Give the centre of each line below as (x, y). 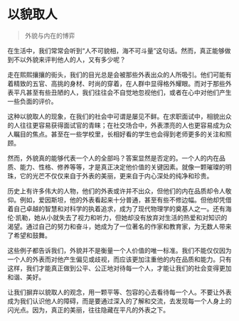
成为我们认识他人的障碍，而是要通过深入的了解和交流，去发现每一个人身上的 (119, 301)
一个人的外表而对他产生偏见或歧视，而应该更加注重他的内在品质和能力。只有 (119, 259)
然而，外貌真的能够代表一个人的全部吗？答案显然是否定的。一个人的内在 (113, 158)
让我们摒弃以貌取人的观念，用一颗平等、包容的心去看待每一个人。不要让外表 (119, 292)
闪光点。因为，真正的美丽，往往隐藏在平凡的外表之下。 (88, 310)
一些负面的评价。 (32, 101)
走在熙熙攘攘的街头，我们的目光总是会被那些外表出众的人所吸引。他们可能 (116, 75)
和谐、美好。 (26, 277)
